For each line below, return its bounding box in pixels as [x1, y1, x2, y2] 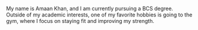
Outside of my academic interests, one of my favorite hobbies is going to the [6, 11, 193, 18]
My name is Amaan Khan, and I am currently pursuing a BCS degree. [6, 5, 173, 12]
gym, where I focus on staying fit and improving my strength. [6, 18, 155, 24]
